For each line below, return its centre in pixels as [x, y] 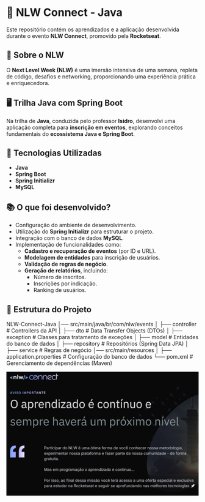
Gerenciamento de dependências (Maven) [59, 363]
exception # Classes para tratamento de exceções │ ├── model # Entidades [103, 337]
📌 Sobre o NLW [35, 55]
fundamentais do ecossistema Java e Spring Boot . [71, 133]
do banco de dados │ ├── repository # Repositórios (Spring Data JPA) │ [98, 343]
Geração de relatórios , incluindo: [66, 271]
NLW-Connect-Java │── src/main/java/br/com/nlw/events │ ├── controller [102, 324]
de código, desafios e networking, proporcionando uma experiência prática [101, 77]
